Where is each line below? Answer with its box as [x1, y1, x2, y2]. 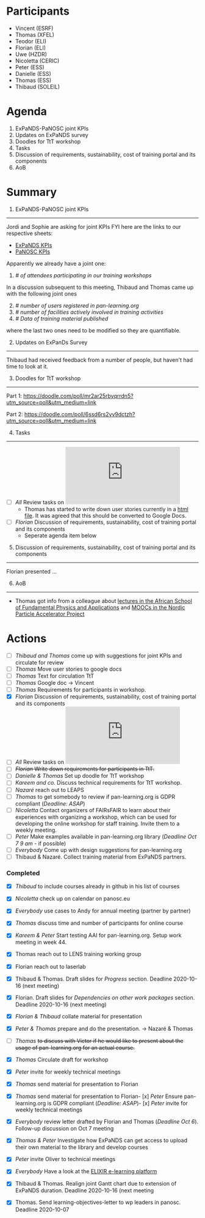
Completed [6, 869, 40, 877]
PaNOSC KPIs [15, 248, 51, 255]
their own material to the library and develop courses [15, 1143, 148, 1151]
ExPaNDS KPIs [15, 241, 52, 248]
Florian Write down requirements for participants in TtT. [15, 765, 154, 772]
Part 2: [6, 410, 23, 417]
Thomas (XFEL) [15, 31, 55, 38]
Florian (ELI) [15, 44, 46, 51]
